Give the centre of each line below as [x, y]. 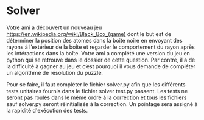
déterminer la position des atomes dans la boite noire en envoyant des [94, 40]
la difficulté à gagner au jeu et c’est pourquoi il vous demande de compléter [101, 66]
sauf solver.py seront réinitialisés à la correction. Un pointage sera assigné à [102, 104]
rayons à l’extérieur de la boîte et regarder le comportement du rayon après [100, 47]
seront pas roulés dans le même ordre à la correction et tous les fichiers [97, 97]
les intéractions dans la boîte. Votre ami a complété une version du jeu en [98, 53]
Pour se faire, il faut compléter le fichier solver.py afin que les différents [96, 84]
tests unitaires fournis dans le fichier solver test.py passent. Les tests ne [97, 91]
